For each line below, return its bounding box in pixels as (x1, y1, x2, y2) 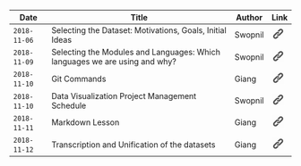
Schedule (51, 100, 87, 111)
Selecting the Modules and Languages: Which (51, 46, 221, 57)
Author (236, 12, 262, 22)
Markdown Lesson (51, 117, 120, 128)
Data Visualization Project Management (51, 90, 197, 101)
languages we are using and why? (51, 56, 176, 67)
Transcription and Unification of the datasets (51, 139, 216, 150)
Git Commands (51, 73, 107, 84)
